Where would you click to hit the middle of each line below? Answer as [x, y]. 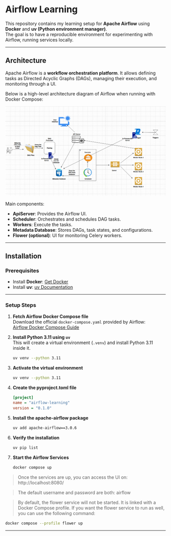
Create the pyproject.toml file [45, 387]
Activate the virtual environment [48, 368]
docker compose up [32, 467]
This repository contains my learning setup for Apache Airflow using [78, 23]
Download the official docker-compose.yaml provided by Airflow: [79, 322]
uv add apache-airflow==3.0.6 [45, 428]
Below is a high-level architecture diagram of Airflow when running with [80, 93]
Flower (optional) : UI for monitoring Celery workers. [67, 235]
